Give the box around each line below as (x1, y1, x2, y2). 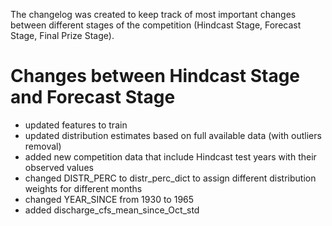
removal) (24, 140, 62, 152)
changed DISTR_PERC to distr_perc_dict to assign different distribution (24, 172, 317, 184)
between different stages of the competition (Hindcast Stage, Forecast (10, 19, 302, 31)
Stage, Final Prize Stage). (10, 30, 115, 41)
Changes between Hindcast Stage (10, 65, 301, 88)
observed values (24, 161, 94, 173)
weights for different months (24, 182, 143, 194)
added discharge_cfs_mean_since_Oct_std (24, 204, 200, 216)
